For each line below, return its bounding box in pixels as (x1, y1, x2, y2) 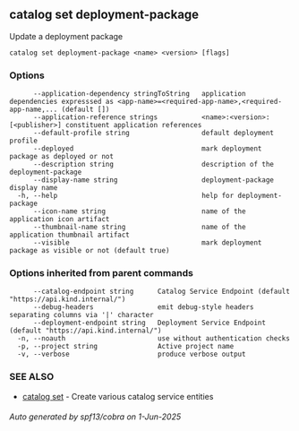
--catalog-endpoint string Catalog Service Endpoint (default (32, 287, 291, 297)
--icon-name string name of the (32, 207, 246, 216)
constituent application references (65, 121, 202, 130)
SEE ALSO (9, 371, 55, 384)
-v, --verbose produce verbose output (17, 349, 246, 359)
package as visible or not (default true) (9, 246, 170, 255)
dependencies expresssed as (9, 98, 115, 107)
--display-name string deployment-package (32, 176, 275, 185)
